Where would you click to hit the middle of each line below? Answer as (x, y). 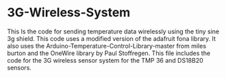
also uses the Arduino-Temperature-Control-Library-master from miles (107, 46)
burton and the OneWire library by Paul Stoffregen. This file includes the (109, 53)
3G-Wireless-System (69, 13)
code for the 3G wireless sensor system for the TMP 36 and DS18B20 (105, 60)
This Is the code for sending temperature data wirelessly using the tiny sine (113, 31)
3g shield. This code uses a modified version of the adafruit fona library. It (112, 38)
